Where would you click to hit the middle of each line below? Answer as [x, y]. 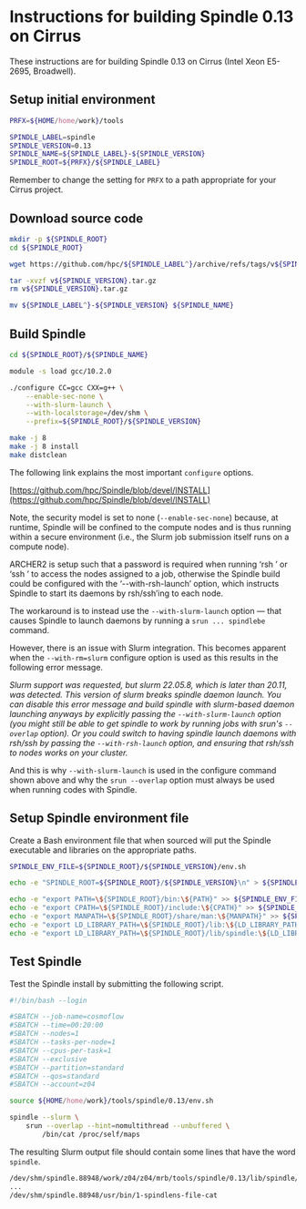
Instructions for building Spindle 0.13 [152, 17]
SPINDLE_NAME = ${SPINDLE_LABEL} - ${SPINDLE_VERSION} [107, 154]
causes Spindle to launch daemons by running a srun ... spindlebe [138, 620]
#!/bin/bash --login [49, 1000]
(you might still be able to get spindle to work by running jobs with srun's [146, 723]
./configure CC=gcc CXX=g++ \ [67, 388]
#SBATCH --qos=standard [55, 1076]
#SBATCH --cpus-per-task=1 [61, 1050]
